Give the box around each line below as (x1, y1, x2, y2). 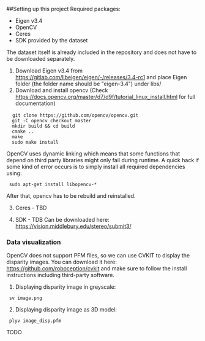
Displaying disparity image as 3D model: (15, 306, 117, 313)
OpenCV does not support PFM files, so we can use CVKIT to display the (6, 252, 190, 259)
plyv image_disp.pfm (9, 318, 62, 324)
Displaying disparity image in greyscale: (15, 283, 116, 291)
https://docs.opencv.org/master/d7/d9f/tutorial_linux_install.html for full (15, 93, 196, 100)
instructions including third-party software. (6, 272, 115, 279)
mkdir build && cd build (12, 123, 75, 129)
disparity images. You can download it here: (6, 258, 117, 266)
